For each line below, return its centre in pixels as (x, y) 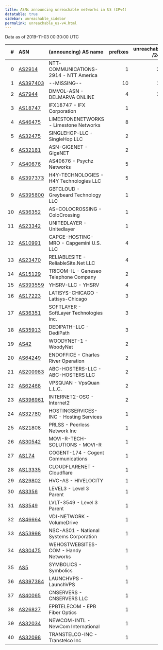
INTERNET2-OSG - (71, 397)
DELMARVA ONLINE (72, 97)
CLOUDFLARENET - (72, 467)
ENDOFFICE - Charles (74, 355)
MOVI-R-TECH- (68, 439)
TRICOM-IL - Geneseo (75, 271)
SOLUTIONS (63, 445)
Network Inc (63, 431)
